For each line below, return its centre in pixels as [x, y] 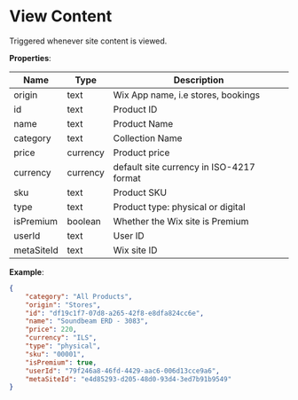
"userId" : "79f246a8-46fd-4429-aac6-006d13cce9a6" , [122, 371]
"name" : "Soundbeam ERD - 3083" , [87, 321]
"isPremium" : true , [61, 362]
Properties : [30, 58]
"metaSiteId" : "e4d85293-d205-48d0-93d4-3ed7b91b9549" [129, 379]
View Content [61, 16]
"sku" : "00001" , [55, 354]
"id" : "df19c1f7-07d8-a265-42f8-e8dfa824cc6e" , [114, 313]
